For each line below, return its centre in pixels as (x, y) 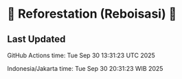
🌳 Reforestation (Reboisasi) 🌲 (92, 14)
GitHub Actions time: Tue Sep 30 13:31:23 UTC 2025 (81, 55)
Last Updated (36, 39)
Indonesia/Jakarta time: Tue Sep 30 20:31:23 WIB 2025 (85, 68)
